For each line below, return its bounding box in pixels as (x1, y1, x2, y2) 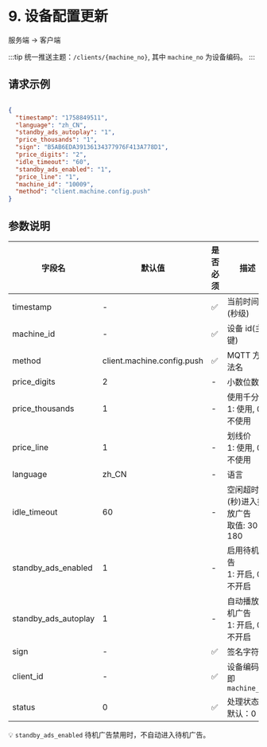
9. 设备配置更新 (8, 7, 109, 25)
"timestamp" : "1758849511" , (15, 113, 109, 122)
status (12, 702, 36, 713)
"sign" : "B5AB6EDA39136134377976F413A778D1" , (15, 143, 169, 151)
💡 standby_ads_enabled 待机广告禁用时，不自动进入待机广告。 (8, 729, 211, 739)
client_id (12, 671, 44, 682)
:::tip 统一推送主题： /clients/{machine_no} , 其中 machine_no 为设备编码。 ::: (8, 52, 256, 61)
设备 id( (226, 323, 256, 334)
